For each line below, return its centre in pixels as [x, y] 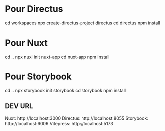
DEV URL [19, 106]
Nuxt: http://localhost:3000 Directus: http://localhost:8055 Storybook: [77, 118]
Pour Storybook [39, 77]
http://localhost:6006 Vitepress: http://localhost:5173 [59, 123]
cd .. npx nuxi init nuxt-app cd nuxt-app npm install [57, 57]
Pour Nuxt [27, 43]
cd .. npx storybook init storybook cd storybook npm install [65, 90]
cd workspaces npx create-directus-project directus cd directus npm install [82, 23]
